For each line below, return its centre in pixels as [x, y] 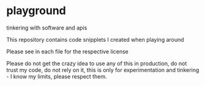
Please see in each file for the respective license [67, 51]
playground [36, 11]
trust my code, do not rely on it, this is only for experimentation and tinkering [103, 70]
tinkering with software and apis [47, 28]
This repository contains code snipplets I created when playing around [95, 39]
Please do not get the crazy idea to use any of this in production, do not [97, 63]
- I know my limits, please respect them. [57, 76]
